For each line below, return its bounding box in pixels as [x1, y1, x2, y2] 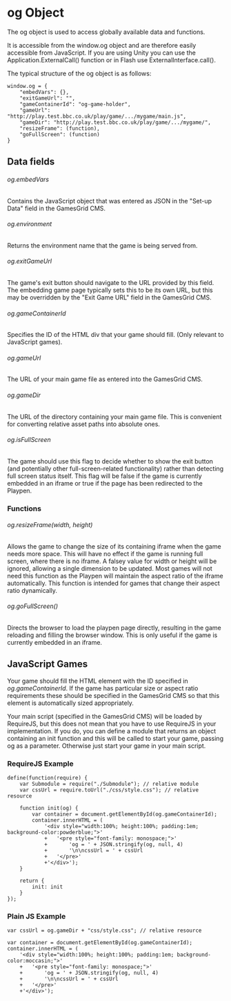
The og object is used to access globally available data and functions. [7, 28, 205, 36]
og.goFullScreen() [7, 602, 59, 610]
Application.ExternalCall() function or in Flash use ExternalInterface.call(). [7, 55, 216, 64]
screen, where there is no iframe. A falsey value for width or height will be [7, 557, 217, 565]
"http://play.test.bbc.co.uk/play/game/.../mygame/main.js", [7, 113, 187, 120]
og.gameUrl [7, 353, 41, 362]
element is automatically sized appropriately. [7, 699, 134, 707]
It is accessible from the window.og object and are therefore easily [7, 41, 197, 49]
